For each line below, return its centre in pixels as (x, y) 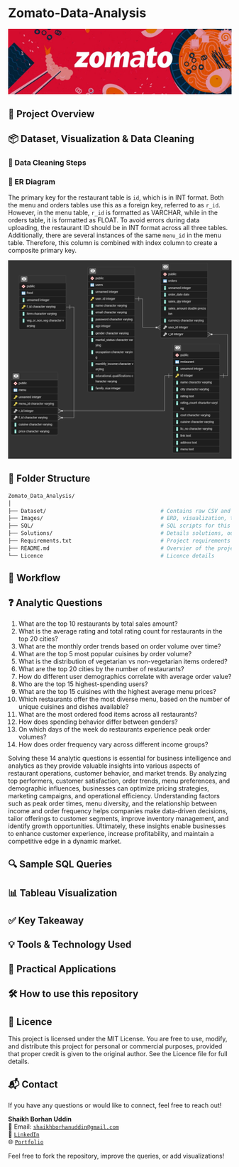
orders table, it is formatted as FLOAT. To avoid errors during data (104, 220)
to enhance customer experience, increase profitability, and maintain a (111, 833)
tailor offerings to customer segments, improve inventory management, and (118, 818)
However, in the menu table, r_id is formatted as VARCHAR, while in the (113, 212)
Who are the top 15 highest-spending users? (83, 684)
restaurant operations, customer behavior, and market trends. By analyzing (117, 773)
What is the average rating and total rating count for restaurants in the (120, 631)
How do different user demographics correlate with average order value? (125, 676)
